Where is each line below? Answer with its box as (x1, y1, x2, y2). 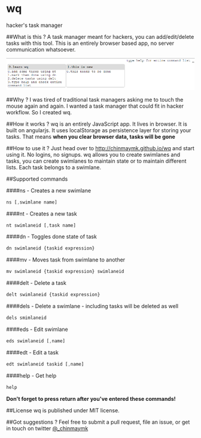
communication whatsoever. (6, 45, 76, 53)
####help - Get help (6, 372, 57, 379)
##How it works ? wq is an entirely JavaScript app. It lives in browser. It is (6, 120, 187, 127)
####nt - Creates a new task (6, 210, 77, 217)
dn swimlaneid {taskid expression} (6, 245, 95, 251)
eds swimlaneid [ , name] (6, 337, 66, 344)
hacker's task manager (6, 22, 63, 29)
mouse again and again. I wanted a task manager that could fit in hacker (6, 102, 184, 109)
